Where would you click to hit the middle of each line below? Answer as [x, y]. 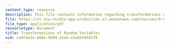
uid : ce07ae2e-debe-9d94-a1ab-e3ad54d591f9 [52, 38]
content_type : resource [30, 10]
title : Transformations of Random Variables [53, 33]
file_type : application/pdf [35, 24]
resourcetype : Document [30, 28]
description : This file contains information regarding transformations [83, 14]
